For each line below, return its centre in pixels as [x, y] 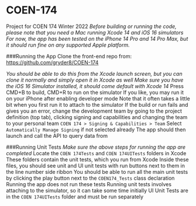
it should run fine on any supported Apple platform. [68, 45]
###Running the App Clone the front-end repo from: [69, 56]
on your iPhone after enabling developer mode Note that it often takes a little [98, 98]
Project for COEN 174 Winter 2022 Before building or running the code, [91, 26]
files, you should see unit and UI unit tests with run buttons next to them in [96, 165]
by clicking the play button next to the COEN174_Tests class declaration [90, 178]
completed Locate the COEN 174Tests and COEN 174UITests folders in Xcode [96, 153]
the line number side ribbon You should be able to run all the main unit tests [97, 172]
